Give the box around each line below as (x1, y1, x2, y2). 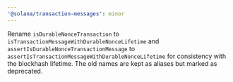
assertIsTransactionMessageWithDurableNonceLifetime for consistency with (7, 52, 227, 60)
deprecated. (7, 67, 43, 75)
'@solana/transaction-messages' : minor (7, 10, 125, 18)
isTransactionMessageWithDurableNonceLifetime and (7, 36, 160, 46)
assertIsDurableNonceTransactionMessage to (7, 44, 136, 53)
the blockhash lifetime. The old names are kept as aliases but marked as (7, 59, 217, 67)
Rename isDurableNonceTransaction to (7, 29, 120, 38)
